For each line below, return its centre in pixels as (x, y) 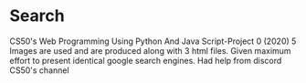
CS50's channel (40, 70)
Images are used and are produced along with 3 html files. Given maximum (150, 50)
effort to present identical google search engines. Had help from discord (146, 60)
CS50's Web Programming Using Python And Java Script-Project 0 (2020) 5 (153, 41)
